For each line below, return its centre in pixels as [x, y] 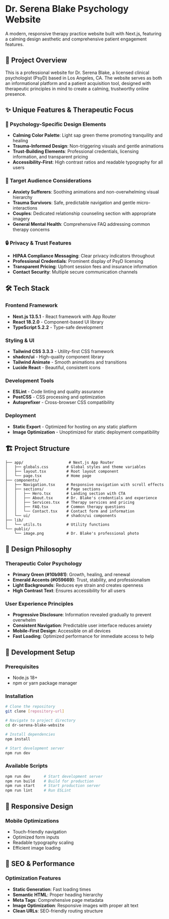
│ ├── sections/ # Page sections [53, 489]
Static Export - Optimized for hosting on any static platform [75, 426]
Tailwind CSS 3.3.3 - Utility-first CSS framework [63, 351]
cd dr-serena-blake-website [35, 725]
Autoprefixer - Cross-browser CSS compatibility [64, 403]
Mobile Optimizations [32, 821]
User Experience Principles [39, 604]
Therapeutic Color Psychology [44, 564]
